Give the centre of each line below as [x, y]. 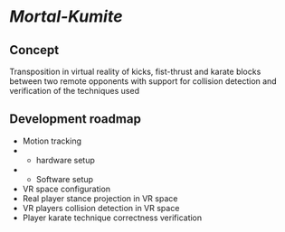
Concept [34, 50]
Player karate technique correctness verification [112, 218]
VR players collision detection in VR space [101, 208]
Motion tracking [52, 141]
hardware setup [65, 160]
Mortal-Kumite [66, 17]
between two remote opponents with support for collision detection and [143, 81]
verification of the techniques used [75, 91]
